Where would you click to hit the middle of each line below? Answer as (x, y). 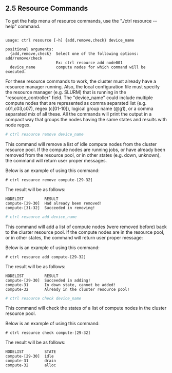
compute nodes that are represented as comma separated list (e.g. (76, 103)
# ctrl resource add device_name (41, 217)
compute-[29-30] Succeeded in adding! (48, 280)
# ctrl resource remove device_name (44, 134)
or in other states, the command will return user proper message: (74, 237)
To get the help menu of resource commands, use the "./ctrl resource (79, 21)
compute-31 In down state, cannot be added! (61, 285)
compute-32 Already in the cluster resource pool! (68, 289)
